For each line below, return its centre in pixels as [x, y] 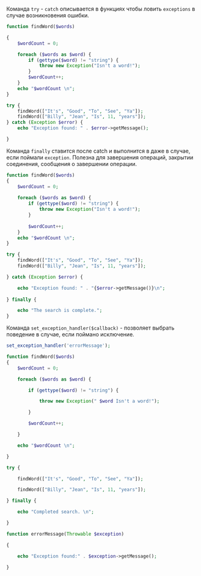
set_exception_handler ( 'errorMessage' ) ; [59, 346]
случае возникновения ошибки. [48, 15]
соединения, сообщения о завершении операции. [72, 164]
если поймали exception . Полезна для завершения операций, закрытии [100, 157]
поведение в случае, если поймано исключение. [70, 335]
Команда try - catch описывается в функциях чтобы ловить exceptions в [101, 9]
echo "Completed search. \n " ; [56, 512]
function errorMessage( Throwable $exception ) [65, 534]
